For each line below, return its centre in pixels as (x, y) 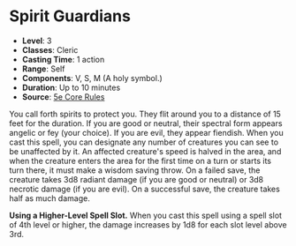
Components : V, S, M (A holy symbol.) (92, 78)
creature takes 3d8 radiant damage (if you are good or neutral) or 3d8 (137, 179)
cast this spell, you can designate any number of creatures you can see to (144, 142)
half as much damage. (49, 198)
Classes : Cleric (50, 49)
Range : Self (43, 69)
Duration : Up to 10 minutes (71, 87)
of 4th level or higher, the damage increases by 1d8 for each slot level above (148, 224)
